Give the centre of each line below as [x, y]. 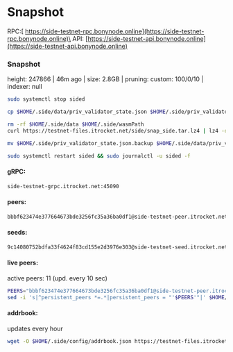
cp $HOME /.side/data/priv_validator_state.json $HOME [87, 112]
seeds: [17, 233]
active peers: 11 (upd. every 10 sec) [57, 278]
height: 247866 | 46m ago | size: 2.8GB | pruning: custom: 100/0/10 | [105, 79]
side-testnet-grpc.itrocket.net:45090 [63, 186]
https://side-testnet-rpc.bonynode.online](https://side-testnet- [115, 31]
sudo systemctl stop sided [46, 99]
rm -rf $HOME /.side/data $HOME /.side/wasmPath [76, 124]
